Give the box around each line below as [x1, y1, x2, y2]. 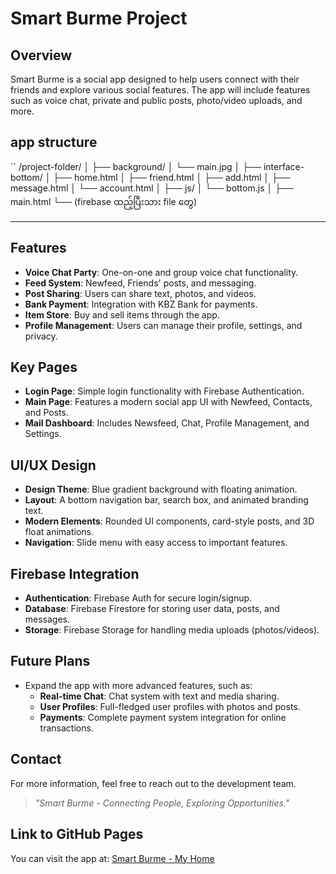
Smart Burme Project [10, 7, 188, 30]
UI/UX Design [10, 457, 97, 474]
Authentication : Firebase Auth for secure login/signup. [24, 592, 253, 604]
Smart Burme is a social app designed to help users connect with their [10, 73, 300, 85]
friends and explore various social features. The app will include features [10, 84, 311, 96]
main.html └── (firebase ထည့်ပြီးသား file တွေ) [10, 195, 198, 207]
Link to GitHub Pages [10, 826, 144, 843]
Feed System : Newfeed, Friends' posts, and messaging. [24, 277, 257, 289]
